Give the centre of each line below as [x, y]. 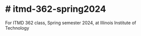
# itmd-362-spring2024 [56, 9]
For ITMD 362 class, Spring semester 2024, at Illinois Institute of [71, 23]
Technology [17, 28]
